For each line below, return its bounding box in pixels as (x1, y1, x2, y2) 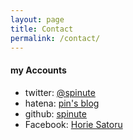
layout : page (10, 14, 65, 25)
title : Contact (10, 24, 74, 34)
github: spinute (24, 107, 87, 120)
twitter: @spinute (24, 86, 96, 98)
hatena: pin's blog (24, 97, 100, 109)
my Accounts (10, 64, 67, 76)
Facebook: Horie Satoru (24, 118, 123, 130)
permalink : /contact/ (10, 33, 101, 43)
